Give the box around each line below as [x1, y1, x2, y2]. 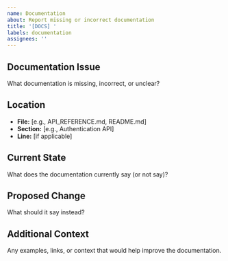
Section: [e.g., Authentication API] [16, 124, 114, 133]
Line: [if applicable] [16, 132, 73, 140]
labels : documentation [7, 29, 72, 36]
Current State [7, 152, 66, 163]
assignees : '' [7, 36, 48, 43]
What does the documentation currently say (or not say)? [7, 170, 168, 179]
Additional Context [7, 228, 89, 240]
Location [7, 99, 46, 111]
